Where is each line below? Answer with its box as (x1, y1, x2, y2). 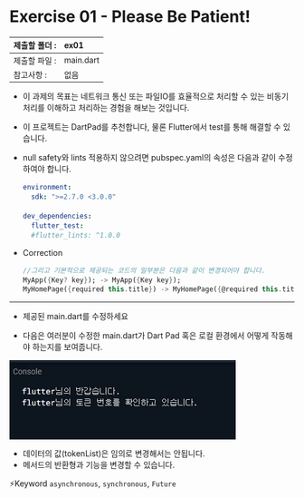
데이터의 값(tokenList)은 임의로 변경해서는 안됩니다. (22, 448, 205, 459)
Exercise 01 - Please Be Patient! (9, 6, 251, 27)
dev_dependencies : (22, 211, 92, 221)
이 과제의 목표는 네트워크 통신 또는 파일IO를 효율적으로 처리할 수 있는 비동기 (22, 91, 290, 102)
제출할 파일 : (13, 54, 57, 65)
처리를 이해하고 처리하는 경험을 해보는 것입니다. (22, 103, 190, 113)
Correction (22, 247, 63, 258)
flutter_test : (31, 220, 84, 230)
